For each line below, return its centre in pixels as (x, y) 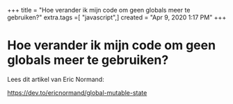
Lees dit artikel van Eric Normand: (56, 79)
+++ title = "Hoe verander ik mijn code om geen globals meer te (99, 10)
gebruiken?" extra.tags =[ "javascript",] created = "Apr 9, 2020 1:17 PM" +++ (117, 17)
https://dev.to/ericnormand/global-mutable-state (77, 92)
